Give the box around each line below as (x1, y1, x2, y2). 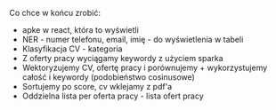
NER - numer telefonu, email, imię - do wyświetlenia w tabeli (21, 35, 244, 44)
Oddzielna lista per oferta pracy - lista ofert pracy (21, 90, 205, 101)
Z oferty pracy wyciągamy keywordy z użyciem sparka (21, 53, 224, 63)
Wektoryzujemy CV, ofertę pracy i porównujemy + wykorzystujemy (21, 62, 268, 73)
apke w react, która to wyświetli (21, 25, 140, 35)
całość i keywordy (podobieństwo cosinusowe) (21, 72, 196, 82)
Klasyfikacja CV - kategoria (21, 43, 123, 54)
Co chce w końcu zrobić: (9, 8, 101, 18)
